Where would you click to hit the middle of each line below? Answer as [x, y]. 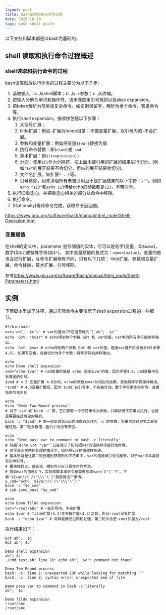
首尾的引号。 [20, 377]
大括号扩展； [33, 124]
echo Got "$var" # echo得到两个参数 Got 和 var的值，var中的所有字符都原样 [80, 337]
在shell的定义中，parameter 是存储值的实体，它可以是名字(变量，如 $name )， [83, 246]
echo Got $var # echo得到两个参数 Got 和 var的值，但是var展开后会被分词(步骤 [83, 348]
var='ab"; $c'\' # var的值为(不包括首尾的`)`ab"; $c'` [62, 332]
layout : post [19, 10]
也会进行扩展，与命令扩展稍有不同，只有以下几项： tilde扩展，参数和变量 [80, 259]
